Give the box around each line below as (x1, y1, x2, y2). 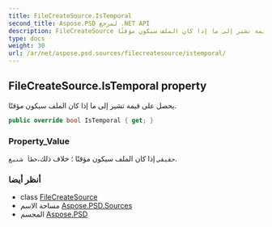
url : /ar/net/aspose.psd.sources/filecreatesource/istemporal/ (8, 49, 227, 57)
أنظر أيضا (8, 174, 41, 185)
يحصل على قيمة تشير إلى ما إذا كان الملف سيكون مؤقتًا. (8, 100, 176, 110)
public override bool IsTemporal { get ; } (8, 116, 154, 124)
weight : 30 (8, 42, 45, 50)
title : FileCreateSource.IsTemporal (8, 11, 132, 20)
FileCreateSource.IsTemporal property (8, 79, 207, 93)
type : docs (8, 34, 45, 43)
